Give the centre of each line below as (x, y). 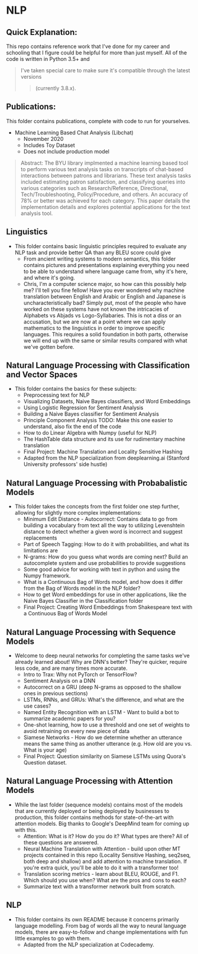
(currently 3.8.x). (56, 88)
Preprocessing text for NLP (56, 395)
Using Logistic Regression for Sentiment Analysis (83, 408)
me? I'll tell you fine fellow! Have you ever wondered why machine (104, 290)
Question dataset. (45, 763)
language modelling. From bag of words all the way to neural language (100, 926)
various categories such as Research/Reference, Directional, (94, 188)
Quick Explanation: (42, 32)
